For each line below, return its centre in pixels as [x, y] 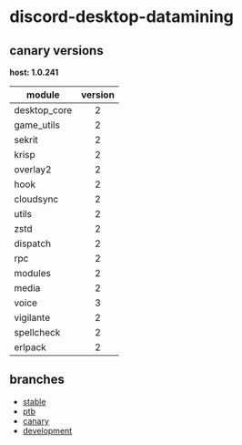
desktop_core [43, 110]
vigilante [32, 318]
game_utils [37, 125]
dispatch [33, 243]
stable [34, 401]
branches [37, 380]
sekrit [26, 140]
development [47, 430]
